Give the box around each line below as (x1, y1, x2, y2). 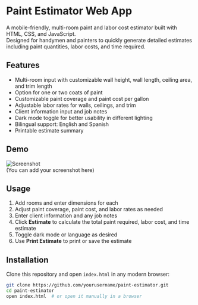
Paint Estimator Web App (6, 4, 133, 18)
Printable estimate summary (14, 127, 84, 134)
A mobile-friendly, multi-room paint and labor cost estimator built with (6, 24, 177, 31)
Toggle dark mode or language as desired (14, 231, 118, 238)
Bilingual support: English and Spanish (14, 121, 109, 128)
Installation (6, 255, 49, 265)
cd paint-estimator (6, 288, 55, 294)
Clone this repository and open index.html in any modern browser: (6, 270, 170, 278)
